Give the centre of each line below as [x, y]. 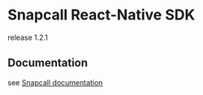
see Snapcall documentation [55, 82]
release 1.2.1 [28, 37]
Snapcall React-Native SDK [101, 15]
